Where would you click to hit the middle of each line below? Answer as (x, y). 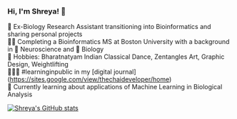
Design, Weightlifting (38, 64)
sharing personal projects (45, 34)
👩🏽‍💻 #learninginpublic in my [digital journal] (72, 72)
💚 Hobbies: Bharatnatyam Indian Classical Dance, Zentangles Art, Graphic (116, 57)
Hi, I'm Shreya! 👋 (37, 11)
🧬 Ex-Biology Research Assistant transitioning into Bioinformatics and (110, 27)
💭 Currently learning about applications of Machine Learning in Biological (115, 87)
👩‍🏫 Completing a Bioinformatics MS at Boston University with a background (118, 42)
